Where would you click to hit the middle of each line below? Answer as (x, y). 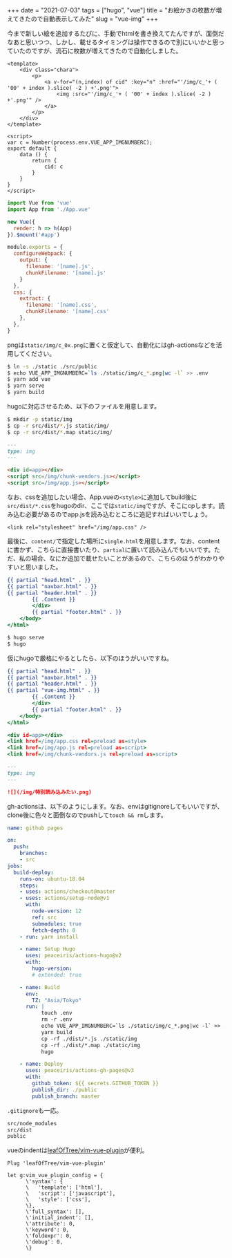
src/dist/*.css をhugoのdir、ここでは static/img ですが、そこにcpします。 (113, 505)
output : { (34, 260)
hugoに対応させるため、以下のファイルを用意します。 (84, 406)
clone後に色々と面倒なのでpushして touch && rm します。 (87, 815)
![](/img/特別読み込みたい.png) (49, 792)
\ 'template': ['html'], (64, 1187)
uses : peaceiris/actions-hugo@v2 (74, 956)
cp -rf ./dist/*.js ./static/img (89, 1039)
